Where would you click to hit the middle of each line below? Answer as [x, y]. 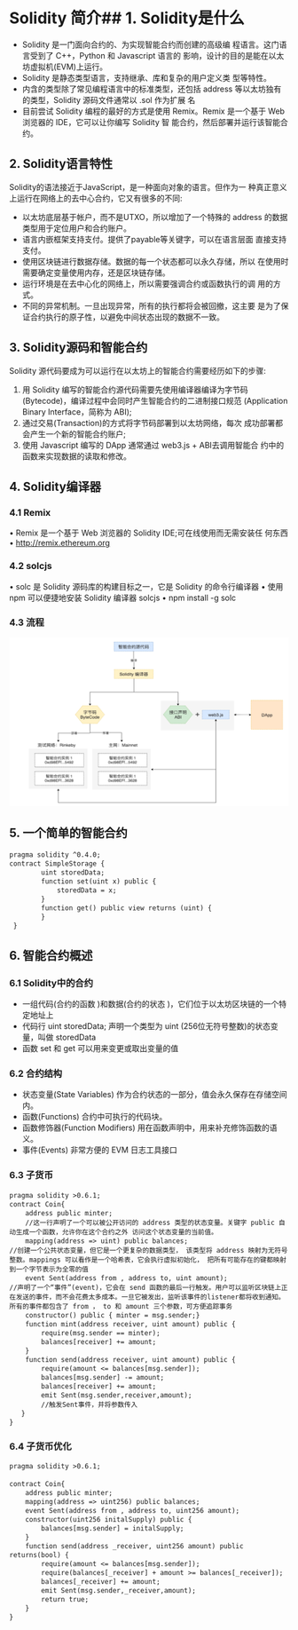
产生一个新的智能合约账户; [78, 434]
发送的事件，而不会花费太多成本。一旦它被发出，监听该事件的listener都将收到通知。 [150, 1297]
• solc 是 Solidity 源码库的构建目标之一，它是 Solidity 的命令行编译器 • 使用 [146, 586]
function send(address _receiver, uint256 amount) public [134, 1546]
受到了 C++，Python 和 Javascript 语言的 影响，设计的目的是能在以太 [157, 55]
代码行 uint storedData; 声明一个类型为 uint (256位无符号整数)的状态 [146, 1026]
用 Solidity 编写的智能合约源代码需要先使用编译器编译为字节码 [135, 389]
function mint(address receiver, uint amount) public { [131, 1324]
